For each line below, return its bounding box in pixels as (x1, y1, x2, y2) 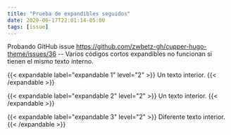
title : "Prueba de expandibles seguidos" (7, 10, 131, 17)
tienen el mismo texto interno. (7, 57, 94, 66)
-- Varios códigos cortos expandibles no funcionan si (57, 50, 213, 58)
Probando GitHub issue (7, 43, 75, 51)
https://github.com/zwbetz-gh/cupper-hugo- (76, 43, 207, 51)
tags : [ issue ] (7, 23, 49, 30)
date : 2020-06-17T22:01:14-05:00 (7, 17, 106, 24)
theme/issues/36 (7, 50, 56, 58)
